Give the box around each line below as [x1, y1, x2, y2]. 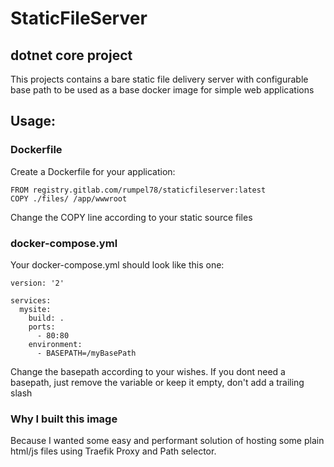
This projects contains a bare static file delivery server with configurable [10, 73, 309, 85]
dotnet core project [10, 47, 133, 64]
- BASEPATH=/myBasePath [36, 348, 137, 358]
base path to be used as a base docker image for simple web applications [10, 84, 315, 96]
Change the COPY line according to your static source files [10, 211, 253, 223]
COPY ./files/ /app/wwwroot [10, 193, 128, 204]
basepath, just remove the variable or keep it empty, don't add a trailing [10, 376, 305, 388]
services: [10, 295, 52, 306]
